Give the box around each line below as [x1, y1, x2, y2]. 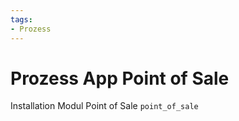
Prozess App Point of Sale [10, 67, 230, 90]
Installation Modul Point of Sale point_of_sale [10, 100, 199, 112]
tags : [10, 14, 33, 25]
